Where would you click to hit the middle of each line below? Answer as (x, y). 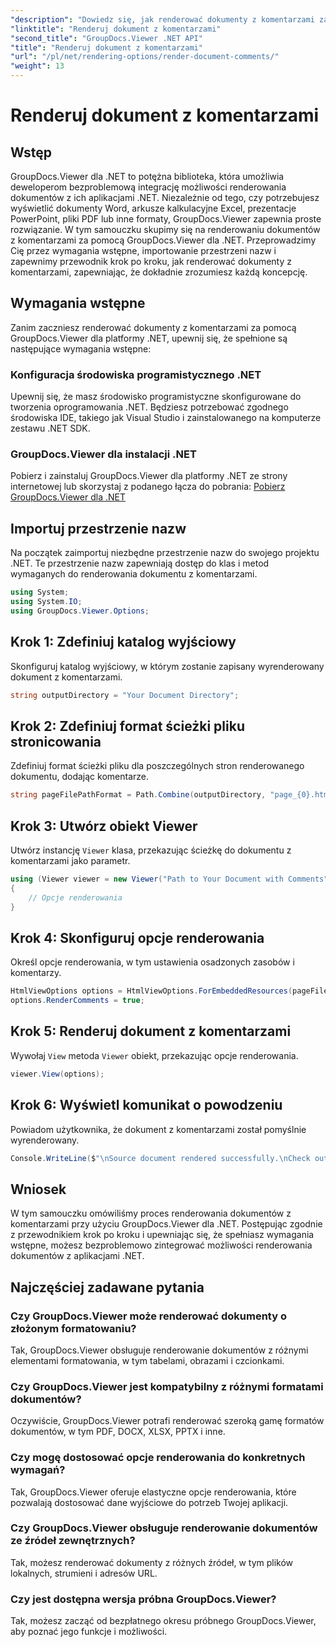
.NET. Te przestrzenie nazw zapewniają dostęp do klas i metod (140, 563)
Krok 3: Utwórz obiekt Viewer (104, 826)
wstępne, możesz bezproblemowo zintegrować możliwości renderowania (161, 1245)
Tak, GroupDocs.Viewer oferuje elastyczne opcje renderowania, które (153, 1492)
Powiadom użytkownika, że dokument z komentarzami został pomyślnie (158, 1129)
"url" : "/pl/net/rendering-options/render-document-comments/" (145, 57)
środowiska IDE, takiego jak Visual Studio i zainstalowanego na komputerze (166, 418)
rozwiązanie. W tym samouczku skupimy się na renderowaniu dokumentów (165, 229)
